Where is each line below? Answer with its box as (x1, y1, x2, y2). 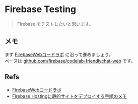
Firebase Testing (5, 4, 77, 15)
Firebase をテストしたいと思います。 (17, 21, 94, 27)
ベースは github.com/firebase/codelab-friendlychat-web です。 (5, 58, 135, 64)
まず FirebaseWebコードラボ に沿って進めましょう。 (5, 51, 114, 58)
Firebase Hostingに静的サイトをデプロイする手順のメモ (12, 93, 127, 99)
